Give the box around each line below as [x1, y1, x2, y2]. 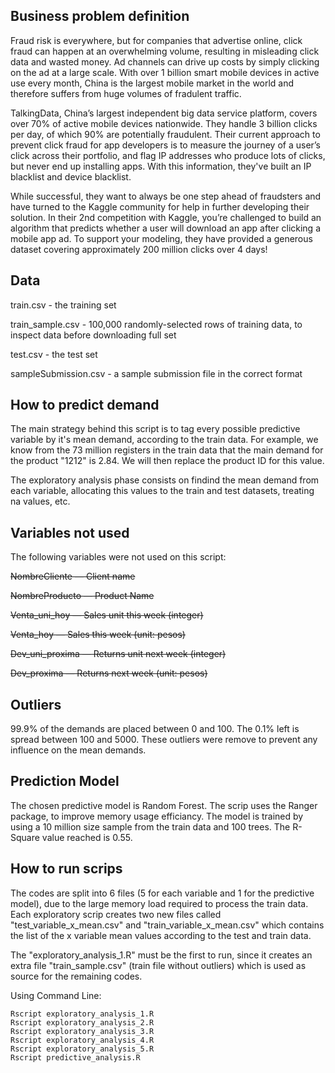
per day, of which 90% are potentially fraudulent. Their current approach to [10, 128, 321, 140]
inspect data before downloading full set [10, 329, 177, 341]
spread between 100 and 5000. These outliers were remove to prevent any [10, 734, 318, 746]
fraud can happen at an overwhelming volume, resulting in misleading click [10, 45, 320, 57]
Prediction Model [10, 773, 120, 790]
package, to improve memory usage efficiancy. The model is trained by [10, 810, 304, 822]
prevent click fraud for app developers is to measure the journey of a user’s [10, 139, 321, 151]
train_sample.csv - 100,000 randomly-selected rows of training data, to [10, 318, 303, 330]
